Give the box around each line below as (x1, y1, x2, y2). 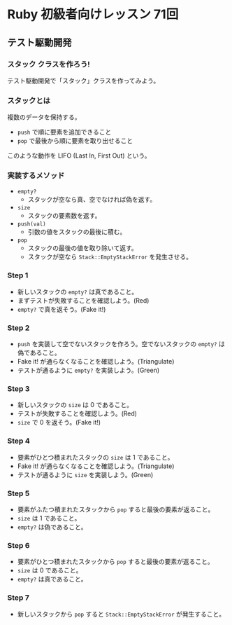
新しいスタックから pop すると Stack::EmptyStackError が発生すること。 (17, 610, 226, 618)
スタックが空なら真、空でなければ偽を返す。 (27, 195, 157, 204)
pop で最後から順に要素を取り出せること (17, 137, 133, 145)
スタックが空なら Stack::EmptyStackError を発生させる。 (27, 253, 192, 261)
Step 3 (7, 383, 30, 393)
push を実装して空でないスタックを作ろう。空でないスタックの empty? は (17, 340, 225, 348)
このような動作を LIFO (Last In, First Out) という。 (7, 151, 151, 160)
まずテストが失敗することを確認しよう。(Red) (17, 296, 150, 305)
